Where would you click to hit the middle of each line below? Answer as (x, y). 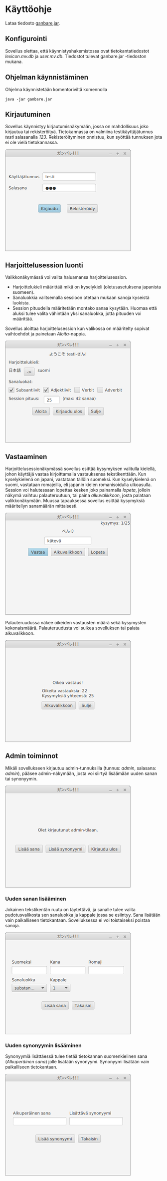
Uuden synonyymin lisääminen (44, 1046)
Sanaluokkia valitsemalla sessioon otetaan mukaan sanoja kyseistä (81, 298)
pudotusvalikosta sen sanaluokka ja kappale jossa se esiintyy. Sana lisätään (83, 915)
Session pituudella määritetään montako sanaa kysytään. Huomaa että (84, 308)
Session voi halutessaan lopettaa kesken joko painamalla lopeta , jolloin (78, 490)
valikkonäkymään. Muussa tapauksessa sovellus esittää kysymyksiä (75, 501)
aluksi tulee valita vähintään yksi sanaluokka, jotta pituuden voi (77, 313)
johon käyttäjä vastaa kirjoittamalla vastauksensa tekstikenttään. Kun (76, 474)
